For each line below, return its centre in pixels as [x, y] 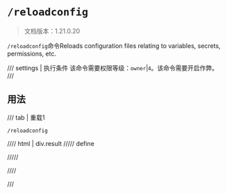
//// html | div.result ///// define [51, 143]
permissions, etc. [32, 54]
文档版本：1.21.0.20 [52, 31]
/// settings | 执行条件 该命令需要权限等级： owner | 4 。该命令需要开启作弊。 [113, 67]
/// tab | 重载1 [26, 118]
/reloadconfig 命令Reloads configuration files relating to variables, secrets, [114, 46]
